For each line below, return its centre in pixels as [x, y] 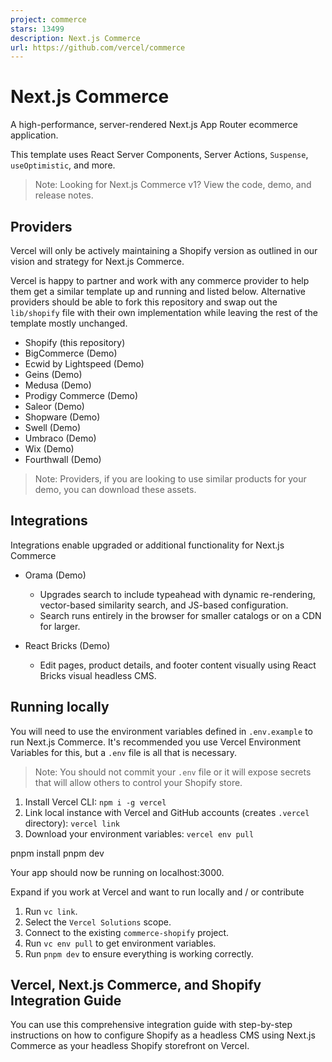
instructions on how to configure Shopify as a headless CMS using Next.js [163, 1035]
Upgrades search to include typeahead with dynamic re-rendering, [177, 594]
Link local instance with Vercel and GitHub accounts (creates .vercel [167, 812]
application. [34, 135]
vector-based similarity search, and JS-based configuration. [164, 605]
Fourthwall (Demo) [63, 459]
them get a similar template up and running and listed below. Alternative [158, 291]
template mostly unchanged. [69, 323]
